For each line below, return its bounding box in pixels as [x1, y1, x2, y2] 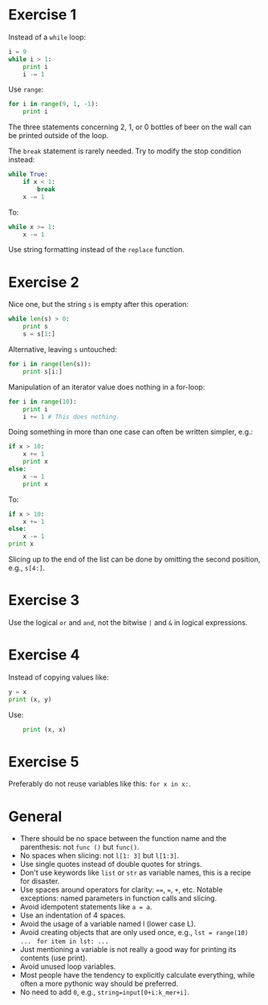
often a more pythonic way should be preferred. [19, 978, 179, 989]
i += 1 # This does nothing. [22, 412, 120, 421]
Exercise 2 [8, 273, 79, 291]
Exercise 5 [8, 753, 79, 770]
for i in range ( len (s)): [8, 360, 91, 368]
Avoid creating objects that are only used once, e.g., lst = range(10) [19, 928, 249, 938]
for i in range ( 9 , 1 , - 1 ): [8, 100, 99, 108]
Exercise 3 [8, 591, 80, 610]
